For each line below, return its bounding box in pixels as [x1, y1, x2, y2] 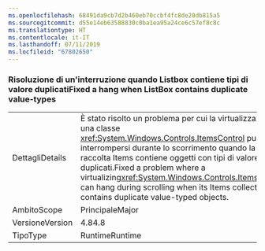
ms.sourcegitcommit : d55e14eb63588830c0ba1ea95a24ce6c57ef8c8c [8, 19, 221, 27]
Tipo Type [12, 230, 47, 241]
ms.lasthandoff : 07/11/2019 [8, 41, 101, 49]
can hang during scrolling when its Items [80, 182, 231, 193]
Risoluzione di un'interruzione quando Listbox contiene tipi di [8, 74, 248, 85]
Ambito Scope [12, 205, 63, 216]
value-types [8, 94, 57, 105]
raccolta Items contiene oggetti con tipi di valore [80, 153, 259, 164]
